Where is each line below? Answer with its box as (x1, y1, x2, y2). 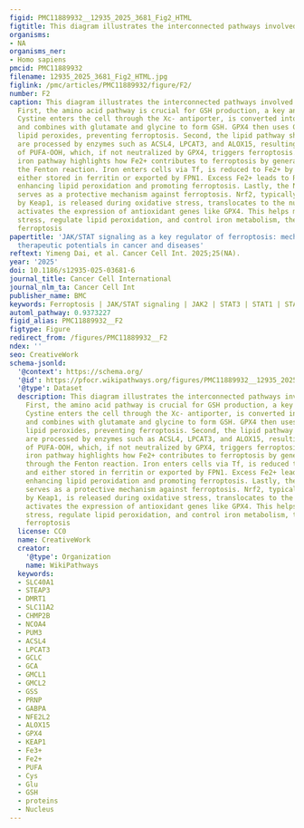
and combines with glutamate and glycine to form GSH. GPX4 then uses (17, 123, 290, 132)
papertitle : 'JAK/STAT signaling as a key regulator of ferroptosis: (9, 232, 278, 241)
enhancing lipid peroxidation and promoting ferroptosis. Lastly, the (17, 182, 290, 191)
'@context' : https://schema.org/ (17, 367, 144, 376)
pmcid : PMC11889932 (9, 64, 83, 73)
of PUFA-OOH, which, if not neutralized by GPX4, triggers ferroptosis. (17, 148, 298, 157)
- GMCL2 (17, 679, 47, 688)
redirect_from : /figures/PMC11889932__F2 (9, 333, 168, 342)
